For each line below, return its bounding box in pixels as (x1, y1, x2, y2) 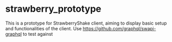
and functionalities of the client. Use (5, 25, 82, 31)
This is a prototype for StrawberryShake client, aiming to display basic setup (5, 20, 167, 26)
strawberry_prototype (5, 3, 102, 15)
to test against (23, 31, 53, 37)
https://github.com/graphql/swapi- (83, 25, 156, 31)
